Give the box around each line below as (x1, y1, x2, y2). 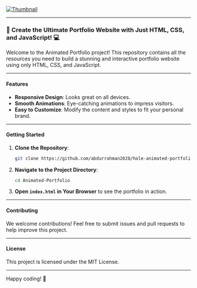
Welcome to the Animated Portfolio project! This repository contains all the (6, 49, 186, 56)
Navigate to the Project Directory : (14, 166, 98, 173)
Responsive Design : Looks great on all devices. (14, 93, 131, 100)
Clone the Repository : (14, 144, 69, 151)
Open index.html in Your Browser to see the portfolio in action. (14, 188, 167, 195)
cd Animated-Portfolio (14, 177, 70, 184)
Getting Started (6, 131, 45, 138)
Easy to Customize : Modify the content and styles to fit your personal (14, 106, 184, 113)
